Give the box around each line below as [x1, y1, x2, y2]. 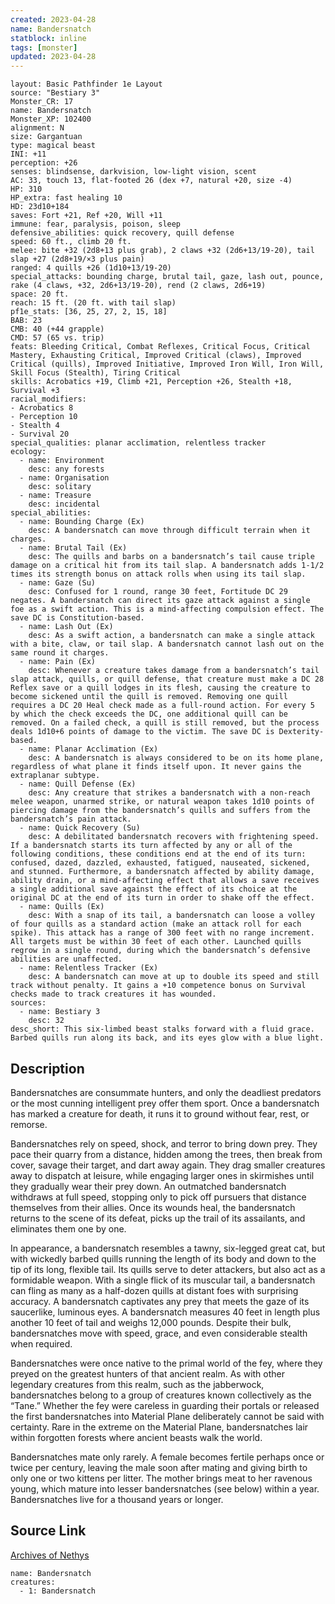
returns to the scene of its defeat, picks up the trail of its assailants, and [10, 1212, 306, 1224]
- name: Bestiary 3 [19, 1007, 101, 1017]
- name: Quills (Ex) [19, 902, 105, 912]
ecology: [10, 447, 47, 457]
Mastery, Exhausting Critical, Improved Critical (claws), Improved [10, 351, 302, 361]
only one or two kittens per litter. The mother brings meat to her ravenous [10, 1472, 313, 1484]
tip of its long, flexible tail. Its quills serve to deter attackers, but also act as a [10, 1263, 326, 1275]
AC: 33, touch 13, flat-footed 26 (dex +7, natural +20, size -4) [10, 176, 293, 186]
